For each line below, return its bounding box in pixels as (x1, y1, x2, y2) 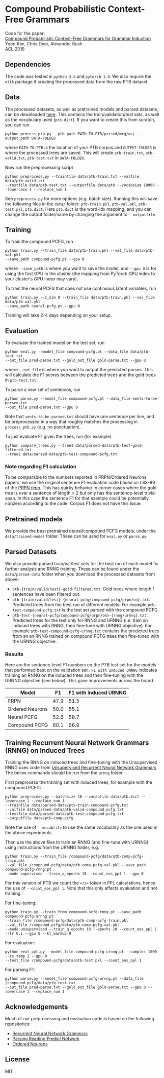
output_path (5, 136, 29, 141)
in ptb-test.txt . (5, 377, 38, 383)
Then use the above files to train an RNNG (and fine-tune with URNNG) (5, 839, 149, 845)
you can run (5, 122, 29, 128)
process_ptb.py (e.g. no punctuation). (5, 424, 81, 430)
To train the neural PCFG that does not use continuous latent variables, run (5, 285, 156, 292)
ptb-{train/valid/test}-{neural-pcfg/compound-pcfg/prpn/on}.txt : (12, 596, 150, 603)
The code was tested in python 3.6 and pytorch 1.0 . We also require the (5, 73, 152, 79)
